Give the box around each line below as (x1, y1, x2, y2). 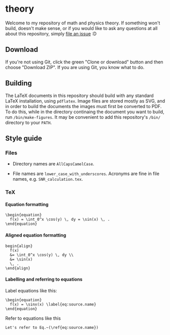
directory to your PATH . (5, 119, 52, 125)
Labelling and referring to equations (5, 276, 83, 282)
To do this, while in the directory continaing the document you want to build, (5, 109, 164, 115)
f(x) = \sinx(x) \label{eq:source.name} (10, 301, 96, 307)
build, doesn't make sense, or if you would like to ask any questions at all (5, 25, 158, 31)
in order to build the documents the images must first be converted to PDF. (5, 103, 162, 109)
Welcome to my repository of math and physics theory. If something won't (5, 20, 160, 26)
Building (5, 79, 32, 88)
